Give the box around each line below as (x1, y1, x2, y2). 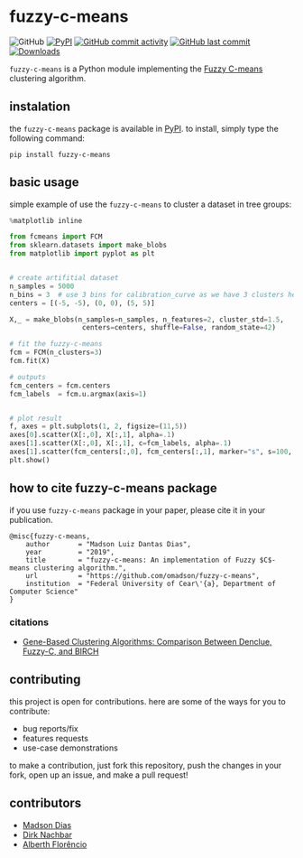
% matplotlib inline (9, 216, 83, 225)
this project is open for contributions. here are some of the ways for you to (9, 695, 286, 706)
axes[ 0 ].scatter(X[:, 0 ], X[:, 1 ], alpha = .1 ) (9, 431, 176, 440)
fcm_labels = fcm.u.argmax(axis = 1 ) (9, 389, 147, 398)
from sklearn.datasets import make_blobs (9, 241, 168, 250)
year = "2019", (25, 547, 115, 556)
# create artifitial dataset (9, 274, 119, 283)
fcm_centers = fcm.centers (9, 381, 111, 390)
